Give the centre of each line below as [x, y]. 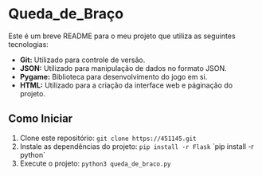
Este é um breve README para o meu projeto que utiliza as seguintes [122, 36]
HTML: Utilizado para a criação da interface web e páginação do [126, 85]
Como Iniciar [41, 119]
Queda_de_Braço [66, 14]
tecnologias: [29, 44]
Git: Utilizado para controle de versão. [82, 60]
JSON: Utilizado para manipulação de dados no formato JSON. [123, 68]
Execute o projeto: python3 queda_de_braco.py [95, 163]
